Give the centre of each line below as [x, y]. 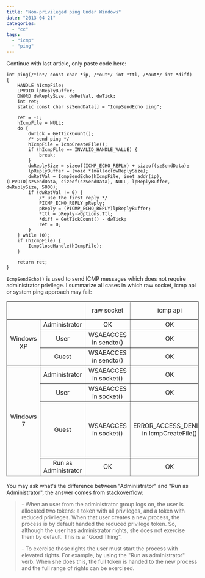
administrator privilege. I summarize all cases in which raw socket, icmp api [101, 285]
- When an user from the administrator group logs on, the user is [103, 504]
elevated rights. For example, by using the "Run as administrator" [103, 555]
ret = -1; [30, 117]
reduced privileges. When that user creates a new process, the [100, 517]
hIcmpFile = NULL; [41, 123]
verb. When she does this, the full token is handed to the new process [109, 561]
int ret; [28, 102]
